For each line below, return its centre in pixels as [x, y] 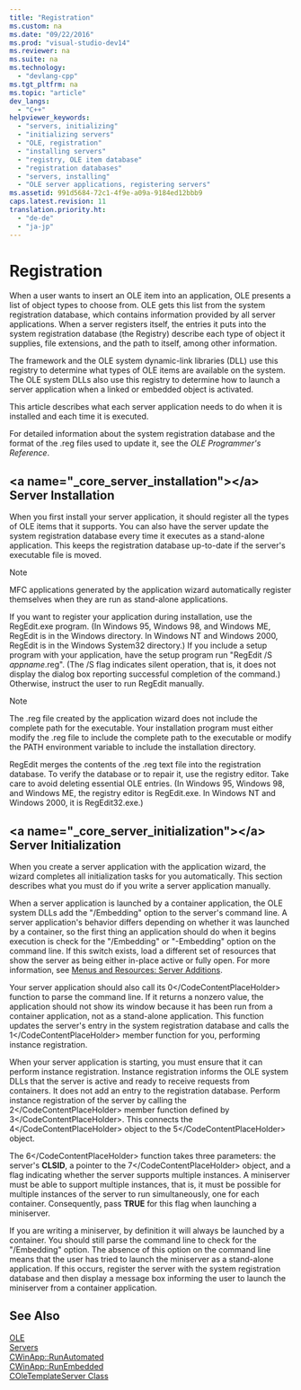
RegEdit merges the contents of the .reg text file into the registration [135, 765]
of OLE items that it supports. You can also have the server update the [139, 527]
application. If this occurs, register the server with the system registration [145, 1269]
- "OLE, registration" [60, 143]
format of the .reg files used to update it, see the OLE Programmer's [135, 443]
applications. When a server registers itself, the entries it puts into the [138, 324]
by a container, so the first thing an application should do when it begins [143, 932]
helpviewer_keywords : [50, 118]
